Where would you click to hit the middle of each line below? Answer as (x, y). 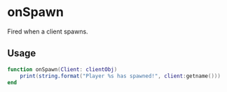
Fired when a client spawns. (48, 31)
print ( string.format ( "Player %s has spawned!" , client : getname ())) (120, 76)
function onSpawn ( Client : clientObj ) (62, 69)
